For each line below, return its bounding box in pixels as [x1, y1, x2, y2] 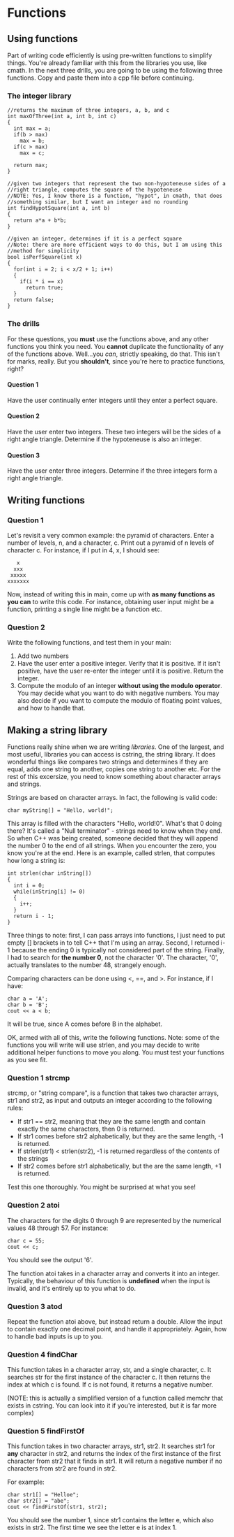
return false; [13, 296, 54, 303]
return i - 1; [13, 913, 54, 920]
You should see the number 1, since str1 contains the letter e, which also [7, 1516, 214, 1524]
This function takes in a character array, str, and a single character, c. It [7, 1366, 212, 1374]
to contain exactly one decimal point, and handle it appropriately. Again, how [7, 1324, 227, 1333]
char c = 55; [7, 1237, 45, 1244]
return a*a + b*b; [13, 217, 68, 224]
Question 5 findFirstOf [7, 1427, 85, 1436]
